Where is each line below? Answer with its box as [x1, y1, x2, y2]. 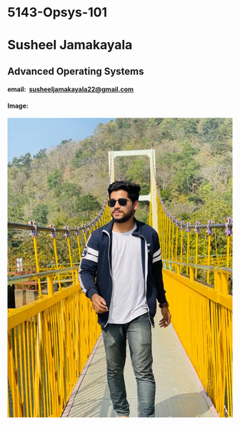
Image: [7, 101, 29, 110]
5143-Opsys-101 [7, 4, 108, 21]
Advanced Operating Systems [7, 65, 144, 77]
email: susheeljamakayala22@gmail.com [7, 85, 134, 93]
